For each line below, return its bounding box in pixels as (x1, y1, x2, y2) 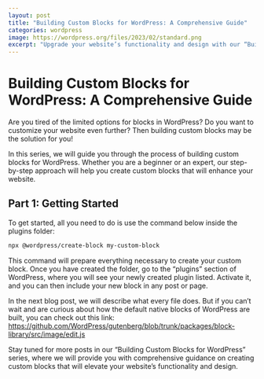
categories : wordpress (8, 26, 82, 34)
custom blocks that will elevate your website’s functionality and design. (8, 361, 238, 370)
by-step (8, 166, 34, 175)
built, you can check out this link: (8, 312, 115, 322)
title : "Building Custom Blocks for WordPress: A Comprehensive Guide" (8, 19, 247, 27)
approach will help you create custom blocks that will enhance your (35, 166, 254, 175)
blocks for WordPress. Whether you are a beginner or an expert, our (8, 158, 229, 167)
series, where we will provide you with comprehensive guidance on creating (8, 353, 255, 362)
